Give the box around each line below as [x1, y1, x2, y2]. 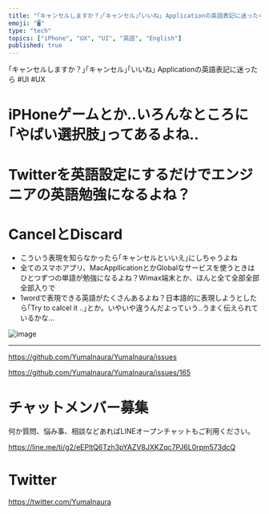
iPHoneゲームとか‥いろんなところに [8, 106, 249, 124]
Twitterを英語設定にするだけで [8, 165, 211, 184]
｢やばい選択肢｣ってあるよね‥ [8, 126, 199, 144]
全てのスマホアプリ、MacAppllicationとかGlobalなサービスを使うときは [19, 263, 255, 273]
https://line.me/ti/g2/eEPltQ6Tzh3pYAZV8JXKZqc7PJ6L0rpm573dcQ [8, 443, 236, 452]
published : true [8, 42, 62, 50]
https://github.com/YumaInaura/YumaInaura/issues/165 [8, 368, 191, 378]
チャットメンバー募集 [8, 399, 149, 417]
